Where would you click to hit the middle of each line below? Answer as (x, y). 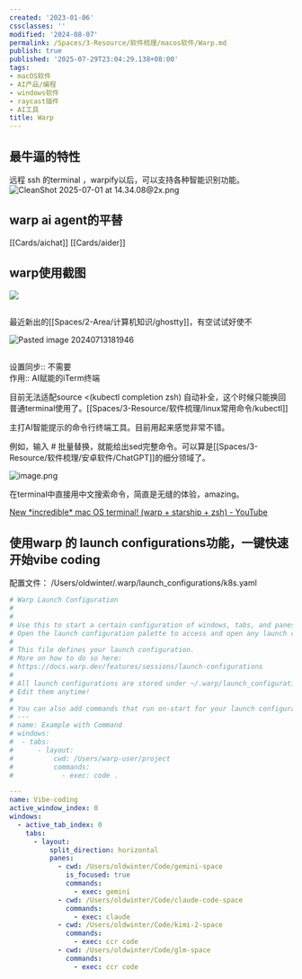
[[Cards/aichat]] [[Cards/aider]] (67, 243)
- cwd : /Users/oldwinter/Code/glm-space (134, 950)
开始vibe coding (55, 559)
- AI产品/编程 (33, 84)
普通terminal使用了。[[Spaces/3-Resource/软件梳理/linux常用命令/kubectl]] (149, 409)
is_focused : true (98, 875)
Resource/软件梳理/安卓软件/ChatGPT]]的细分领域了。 (110, 458)
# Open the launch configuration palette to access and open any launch (148, 633)
